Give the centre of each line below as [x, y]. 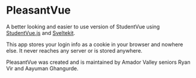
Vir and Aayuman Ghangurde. [42, 68]
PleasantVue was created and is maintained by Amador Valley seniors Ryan [98, 62]
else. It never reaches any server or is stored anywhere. [74, 50]
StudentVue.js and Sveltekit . [41, 32]
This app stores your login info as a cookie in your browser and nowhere [95, 44]
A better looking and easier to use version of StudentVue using [83, 27]
